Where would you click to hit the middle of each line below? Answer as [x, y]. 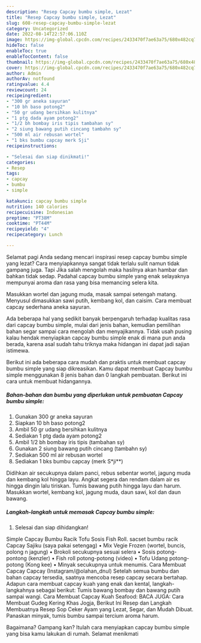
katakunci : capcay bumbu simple [46, 201]
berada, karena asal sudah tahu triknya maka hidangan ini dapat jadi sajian [98, 344]
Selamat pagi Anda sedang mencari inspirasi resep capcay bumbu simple [97, 257]
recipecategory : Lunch [34, 235]
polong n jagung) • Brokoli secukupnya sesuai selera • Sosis [81, 552]
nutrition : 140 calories [37, 207]
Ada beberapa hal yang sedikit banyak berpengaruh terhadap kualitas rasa [98, 318]
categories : [21, 162]
